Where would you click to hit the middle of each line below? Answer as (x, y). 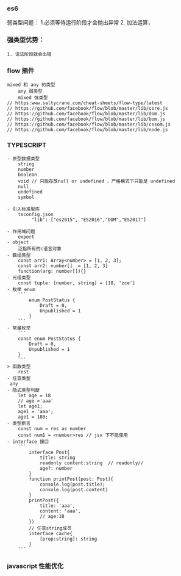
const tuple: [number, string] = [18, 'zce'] (77, 283)
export (26, 237)
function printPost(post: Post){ (71, 479)
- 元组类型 (19, 278)
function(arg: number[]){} (52, 272)
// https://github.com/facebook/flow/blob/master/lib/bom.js (86, 119)
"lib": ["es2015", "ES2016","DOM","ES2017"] (89, 220)
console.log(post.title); (72, 484)
